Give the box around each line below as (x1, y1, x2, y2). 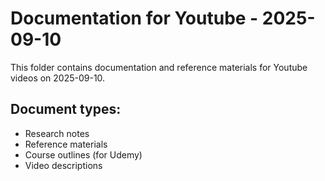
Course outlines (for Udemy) (24, 148, 143, 161)
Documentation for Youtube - (10, 7, 259, 30)
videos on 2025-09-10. (10, 72, 106, 84)
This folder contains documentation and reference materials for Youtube (10, 61, 308, 73)
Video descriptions (24, 159, 103, 171)
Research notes (24, 127, 90, 139)
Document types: (10, 101, 122, 118)
